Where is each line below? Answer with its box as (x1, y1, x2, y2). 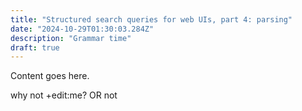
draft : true (10, 42, 60, 53)
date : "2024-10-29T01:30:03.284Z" (10, 24, 155, 34)
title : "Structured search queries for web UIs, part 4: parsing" (10, 14, 293, 25)
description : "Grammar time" (10, 33, 132, 43)
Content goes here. (10, 70, 90, 82)
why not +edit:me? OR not (10, 89, 118, 101)
